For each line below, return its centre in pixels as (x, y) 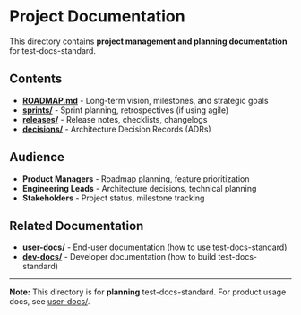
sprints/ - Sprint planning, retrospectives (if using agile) (125, 110)
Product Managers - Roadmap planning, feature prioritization (136, 179)
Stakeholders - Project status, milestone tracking (113, 198)
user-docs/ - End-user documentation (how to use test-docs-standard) (155, 247)
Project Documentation (97, 17)
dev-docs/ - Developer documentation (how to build (119, 257)
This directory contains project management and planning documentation (148, 41)
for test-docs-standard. (53, 50)
